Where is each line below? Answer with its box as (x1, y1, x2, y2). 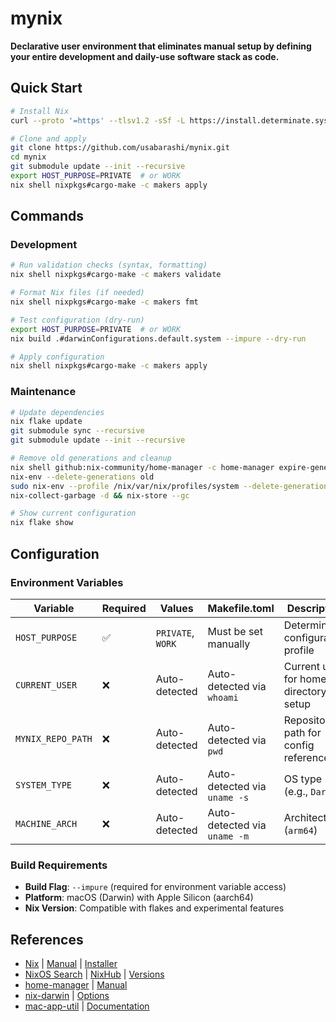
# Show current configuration (10, 508, 137, 519)
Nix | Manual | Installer (24, 958, 118, 970)
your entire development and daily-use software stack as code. (10, 50, 280, 62)
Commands (10, 208, 85, 225)
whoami (207, 692, 239, 703)
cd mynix (10, 152, 47, 162)
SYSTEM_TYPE (15, 779, 73, 791)
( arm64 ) (283, 823, 318, 837)
